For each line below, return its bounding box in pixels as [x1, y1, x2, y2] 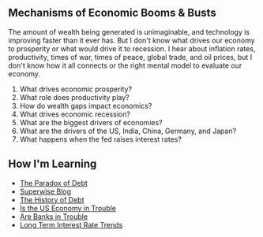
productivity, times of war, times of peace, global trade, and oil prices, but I [8, 52, 253, 61]
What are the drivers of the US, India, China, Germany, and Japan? [19, 126, 237, 135]
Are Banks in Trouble [19, 212, 88, 221]
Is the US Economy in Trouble [19, 203, 117, 213]
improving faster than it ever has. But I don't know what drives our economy [8, 35, 255, 45]
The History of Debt [19, 194, 85, 204]
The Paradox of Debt [19, 178, 88, 187]
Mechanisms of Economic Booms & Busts [8, 6, 217, 20]
